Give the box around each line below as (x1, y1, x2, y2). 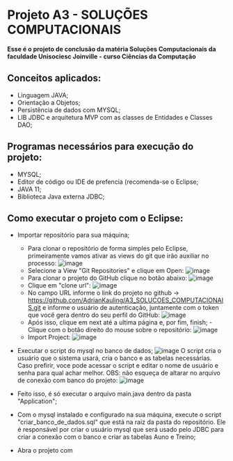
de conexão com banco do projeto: (17, 376, 118, 384)
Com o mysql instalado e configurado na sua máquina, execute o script (17, 411, 221, 419)
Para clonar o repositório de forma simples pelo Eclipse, (27, 244, 188, 253)
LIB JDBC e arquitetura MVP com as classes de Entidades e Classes (17, 113, 213, 121)
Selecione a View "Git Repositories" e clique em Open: (27, 267, 184, 275)
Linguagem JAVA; (17, 91, 69, 99)
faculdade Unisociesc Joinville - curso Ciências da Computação (7, 52, 196, 61)
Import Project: (27, 333, 71, 341)
